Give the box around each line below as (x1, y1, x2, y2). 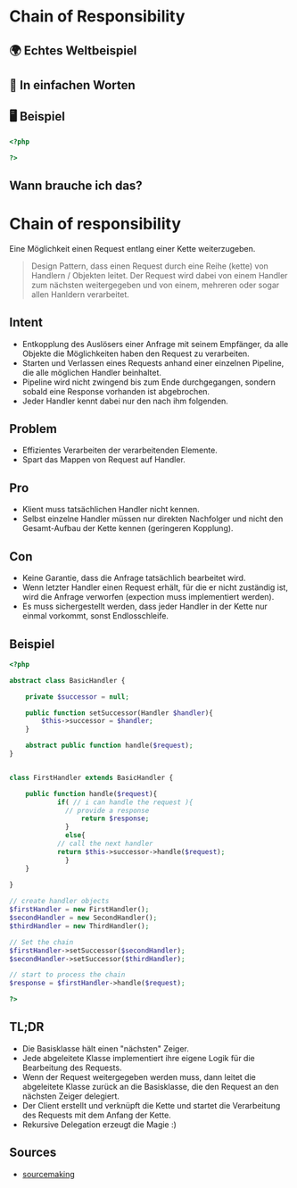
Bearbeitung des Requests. (21, 1062, 122, 1073)
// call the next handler (56, 839, 153, 849)
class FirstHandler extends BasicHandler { (9, 773, 174, 782)
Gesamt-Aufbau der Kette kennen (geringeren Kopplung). (21, 523, 234, 534)
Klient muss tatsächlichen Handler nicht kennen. (21, 504, 200, 515)
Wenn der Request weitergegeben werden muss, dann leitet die (21, 1071, 256, 1082)
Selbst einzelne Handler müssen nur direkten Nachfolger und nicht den (21, 513, 284, 524)
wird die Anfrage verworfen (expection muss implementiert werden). (21, 592, 275, 602)
